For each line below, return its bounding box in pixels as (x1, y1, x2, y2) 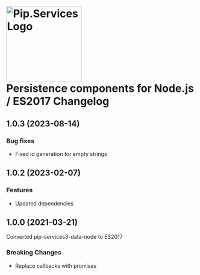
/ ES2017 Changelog (6, 94, 110, 108)
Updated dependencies (14, 199, 74, 207)
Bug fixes (6, 137, 35, 145)
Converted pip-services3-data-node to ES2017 (6, 233, 123, 241)
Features (6, 186, 33, 195)
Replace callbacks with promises (14, 262, 97, 269)
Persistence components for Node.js (6, 82, 194, 95)
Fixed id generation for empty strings (14, 150, 107, 157)
